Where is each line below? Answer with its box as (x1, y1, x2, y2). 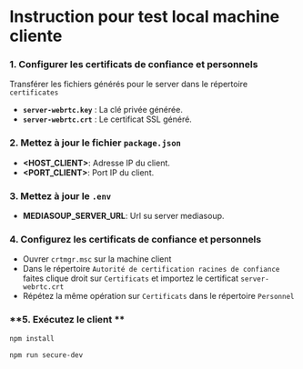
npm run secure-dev (9, 350, 84, 360)
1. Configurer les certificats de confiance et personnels (9, 58, 258, 71)
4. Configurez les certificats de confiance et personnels (9, 234, 262, 245)
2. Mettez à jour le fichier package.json (9, 136, 182, 149)
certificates (9, 88, 59, 97)
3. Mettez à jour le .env (9, 189, 112, 202)
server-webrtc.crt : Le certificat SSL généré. (22, 114, 193, 125)
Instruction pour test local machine (9, 6, 280, 27)
